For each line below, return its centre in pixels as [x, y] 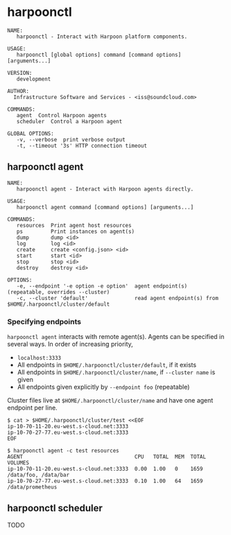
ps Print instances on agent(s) [76, 231]
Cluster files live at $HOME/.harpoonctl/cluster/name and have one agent [110, 401]
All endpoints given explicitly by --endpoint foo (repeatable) [103, 387]
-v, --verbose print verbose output [71, 139]
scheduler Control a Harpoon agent [69, 121]
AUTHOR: [18, 91]
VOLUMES [18, 463]
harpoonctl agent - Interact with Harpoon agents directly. [105, 189]
